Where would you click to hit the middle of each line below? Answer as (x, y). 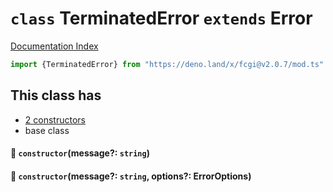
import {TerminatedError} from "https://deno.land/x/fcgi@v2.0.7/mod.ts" (167, 64)
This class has (56, 95)
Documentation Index (54, 46)
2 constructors (55, 119)
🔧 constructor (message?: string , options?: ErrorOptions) (131, 176)
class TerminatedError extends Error (161, 18)
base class (47, 130)
